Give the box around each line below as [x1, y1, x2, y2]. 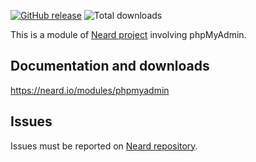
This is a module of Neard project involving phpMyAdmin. [10, 29, 247, 40]
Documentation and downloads [10, 58, 210, 75]
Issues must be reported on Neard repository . [10, 140, 198, 152]
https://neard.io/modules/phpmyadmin [10, 84, 170, 96]
